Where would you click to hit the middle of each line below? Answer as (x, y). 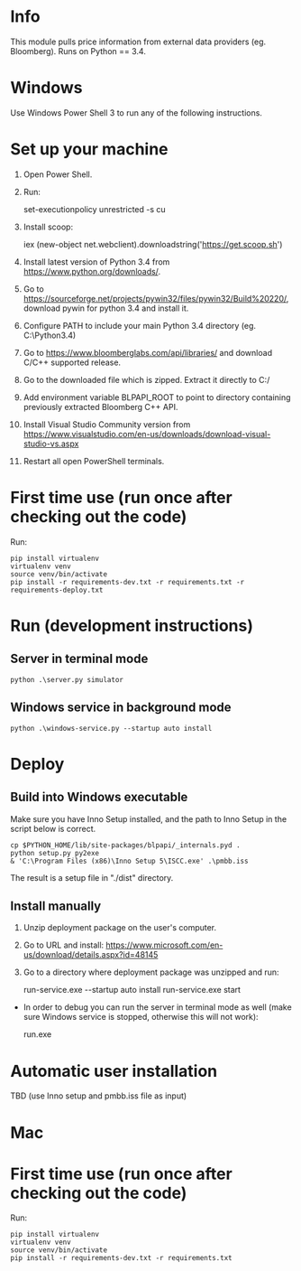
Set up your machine (90, 150)
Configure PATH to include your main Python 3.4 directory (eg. (139, 325)
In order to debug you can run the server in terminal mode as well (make (157, 1007)
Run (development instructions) (132, 626)
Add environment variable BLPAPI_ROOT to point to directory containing (157, 397)
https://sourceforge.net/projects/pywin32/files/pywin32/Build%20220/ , (156, 298)
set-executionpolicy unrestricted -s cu (94, 209)
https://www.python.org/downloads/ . (92, 271)
